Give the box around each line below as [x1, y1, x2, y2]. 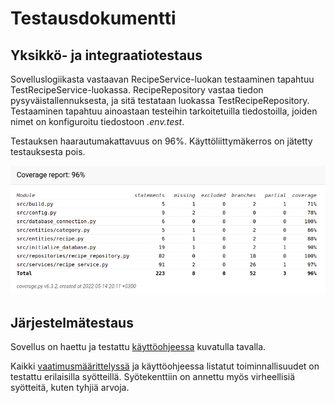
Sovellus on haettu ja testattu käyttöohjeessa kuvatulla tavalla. [10, 341, 267, 353]
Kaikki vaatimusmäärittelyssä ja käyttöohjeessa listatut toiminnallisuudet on [10, 360, 320, 372]
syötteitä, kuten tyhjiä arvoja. [10, 382, 130, 394]
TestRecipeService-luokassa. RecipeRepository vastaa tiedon [10, 84, 264, 96]
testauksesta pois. [10, 146, 86, 157]
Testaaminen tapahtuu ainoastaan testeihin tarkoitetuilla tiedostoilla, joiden [10, 105, 318, 117]
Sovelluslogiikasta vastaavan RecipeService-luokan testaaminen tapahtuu [10, 73, 315, 85]
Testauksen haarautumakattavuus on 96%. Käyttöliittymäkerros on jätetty [10, 135, 313, 147]
